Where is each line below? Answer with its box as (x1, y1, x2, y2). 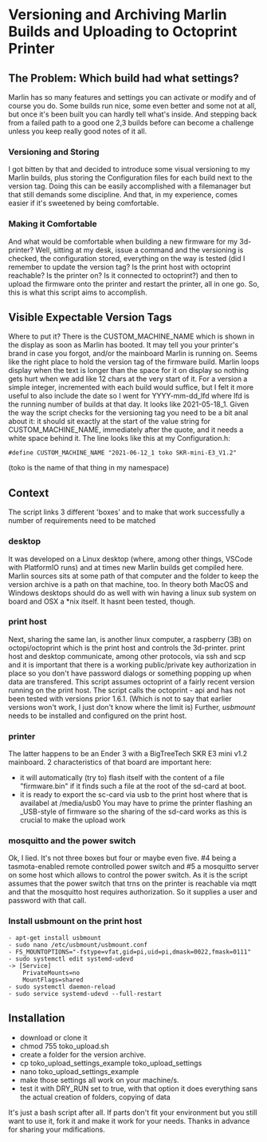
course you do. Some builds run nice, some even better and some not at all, (8, 101, 257, 110)
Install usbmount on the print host (8, 916, 142, 927)
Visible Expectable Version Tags (8, 310, 173, 324)
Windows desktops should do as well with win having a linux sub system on (8, 588, 257, 597)
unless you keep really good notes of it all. (8, 126, 147, 136)
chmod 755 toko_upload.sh (19, 1041, 109, 1051)
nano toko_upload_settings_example (19, 1066, 139, 1076)
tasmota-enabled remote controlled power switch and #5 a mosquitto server (8, 862, 259, 871)
